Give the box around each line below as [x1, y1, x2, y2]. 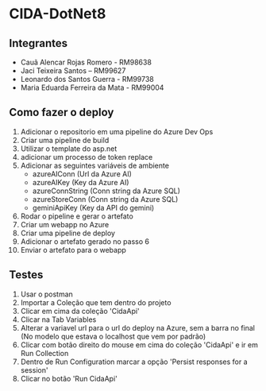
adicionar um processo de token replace [20, 152, 153, 161]
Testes [9, 268, 44, 282]
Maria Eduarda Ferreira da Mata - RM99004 [20, 83, 164, 92]
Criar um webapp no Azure [20, 219, 110, 229]
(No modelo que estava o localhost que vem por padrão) [20, 331, 206, 341]
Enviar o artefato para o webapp [20, 245, 126, 254]
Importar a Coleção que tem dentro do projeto [20, 297, 172, 307]
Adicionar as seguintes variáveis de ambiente [20, 161, 170, 170]
